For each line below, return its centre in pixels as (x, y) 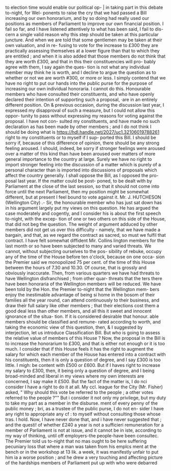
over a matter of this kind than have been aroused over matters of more (80, 154)
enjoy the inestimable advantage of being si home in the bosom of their (80, 295)
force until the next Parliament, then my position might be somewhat (77, 192)
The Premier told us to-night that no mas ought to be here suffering (76, 441)
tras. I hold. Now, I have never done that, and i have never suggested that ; (83, 419)
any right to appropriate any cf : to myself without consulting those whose (83, 414)
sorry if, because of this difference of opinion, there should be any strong (82, 143)
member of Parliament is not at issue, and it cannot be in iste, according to (83, 430)
